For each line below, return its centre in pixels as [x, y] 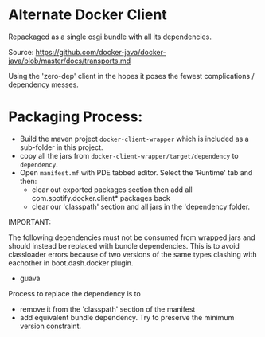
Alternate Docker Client [88, 15]
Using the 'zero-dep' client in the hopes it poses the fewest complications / [131, 76]
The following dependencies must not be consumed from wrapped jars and [132, 237]
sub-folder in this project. [61, 147]
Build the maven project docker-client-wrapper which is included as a [134, 139]
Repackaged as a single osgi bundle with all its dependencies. [110, 37]
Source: [21, 52]
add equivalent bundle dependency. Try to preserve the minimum [127, 317]
